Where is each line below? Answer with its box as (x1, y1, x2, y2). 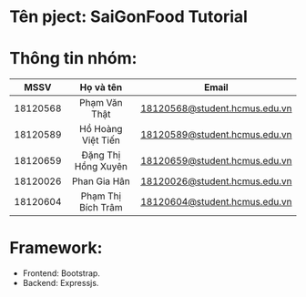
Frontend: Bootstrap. (22, 268, 100, 279)
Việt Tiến (81, 134, 120, 147)
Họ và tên (79, 81, 123, 94)
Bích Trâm (78, 201, 123, 214)
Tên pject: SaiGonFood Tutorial (9, 6, 249, 27)
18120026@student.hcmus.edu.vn (140, 175, 292, 188)
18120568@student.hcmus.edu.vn (140, 102, 292, 115)
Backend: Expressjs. (22, 278, 99, 289)
